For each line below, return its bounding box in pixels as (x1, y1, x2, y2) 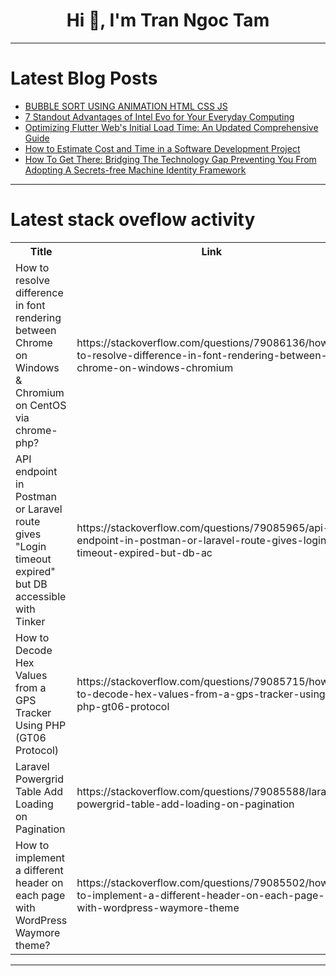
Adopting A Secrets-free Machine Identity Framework (24, 164, 247, 176)
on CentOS (15, 398, 67, 412)
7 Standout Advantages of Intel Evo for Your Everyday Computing (24, 110, 295, 123)
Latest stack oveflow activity (10, 209, 256, 231)
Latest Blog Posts (10, 67, 158, 90)
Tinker (15, 614, 46, 628)
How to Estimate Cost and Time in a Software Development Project (24, 142, 301, 154)
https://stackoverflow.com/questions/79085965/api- (76, 520, 330, 534)
